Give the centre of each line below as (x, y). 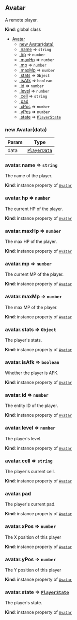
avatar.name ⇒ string (31, 165)
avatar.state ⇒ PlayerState (37, 592)
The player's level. (23, 438)
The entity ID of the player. (31, 405)
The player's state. (24, 603)
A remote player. (21, 20)
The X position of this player (33, 537)
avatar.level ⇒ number (30, 428)
